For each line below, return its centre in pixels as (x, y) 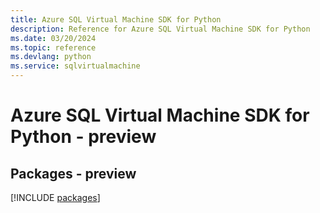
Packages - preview (73, 173)
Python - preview (83, 137)
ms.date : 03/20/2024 (53, 38)
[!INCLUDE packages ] (55, 197)
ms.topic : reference (53, 47)
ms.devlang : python (51, 57)
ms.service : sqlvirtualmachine (75, 66)
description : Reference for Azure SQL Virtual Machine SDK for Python (160, 29)
